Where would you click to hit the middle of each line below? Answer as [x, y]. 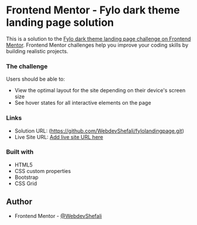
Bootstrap [26, 177]
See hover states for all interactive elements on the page [83, 103]
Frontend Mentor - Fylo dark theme [93, 10]
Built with [20, 152]
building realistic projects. [37, 51]
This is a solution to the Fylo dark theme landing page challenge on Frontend [98, 39]
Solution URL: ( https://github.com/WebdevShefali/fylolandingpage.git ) [99, 131]
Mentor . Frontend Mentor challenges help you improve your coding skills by [97, 45]
